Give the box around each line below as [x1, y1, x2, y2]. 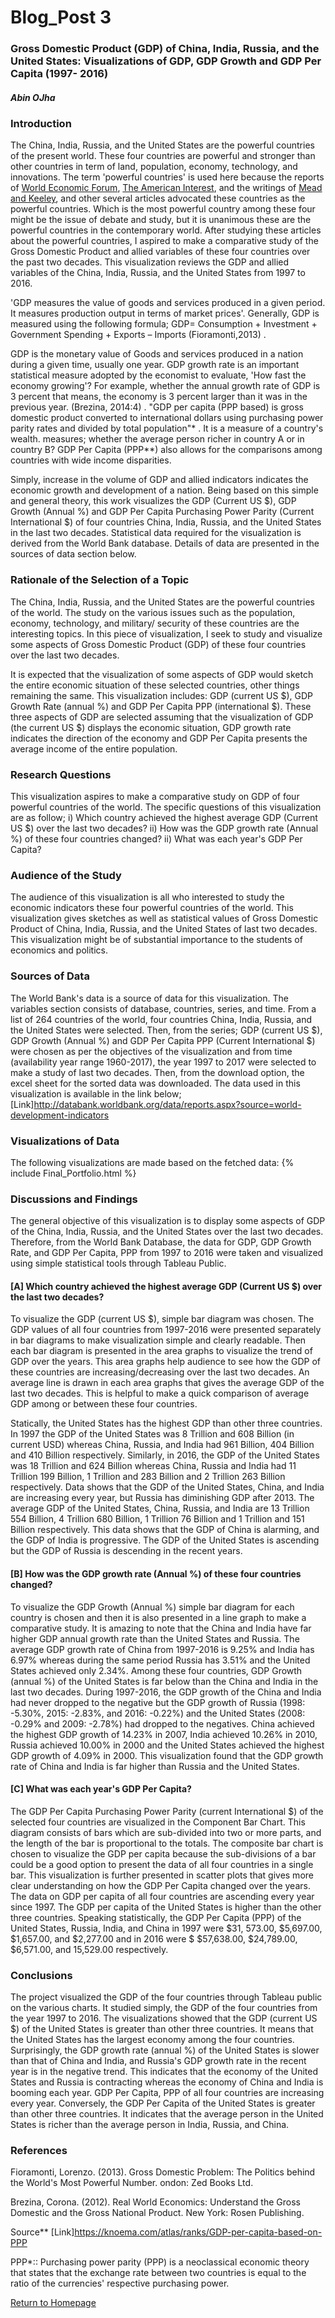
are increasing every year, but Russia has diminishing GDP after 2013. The [10, 1492, 315, 1504]
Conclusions [10, 1968, 73, 1982]
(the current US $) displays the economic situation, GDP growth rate [10, 721, 292, 733]
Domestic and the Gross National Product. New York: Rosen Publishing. [10, 2207, 305, 2219]
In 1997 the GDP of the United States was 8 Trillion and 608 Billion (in [10, 1428, 295, 1440]
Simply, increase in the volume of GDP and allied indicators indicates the [10, 474, 309, 486]
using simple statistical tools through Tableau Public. [10, 1257, 227, 1270]
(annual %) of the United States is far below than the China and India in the [10, 1675, 319, 1687]
